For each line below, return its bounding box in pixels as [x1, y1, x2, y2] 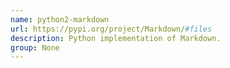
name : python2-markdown [10, 14, 110, 25]
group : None [10, 42, 60, 53]
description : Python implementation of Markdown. [10, 33, 222, 43]
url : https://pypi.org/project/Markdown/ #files [10, 24, 213, 34]
